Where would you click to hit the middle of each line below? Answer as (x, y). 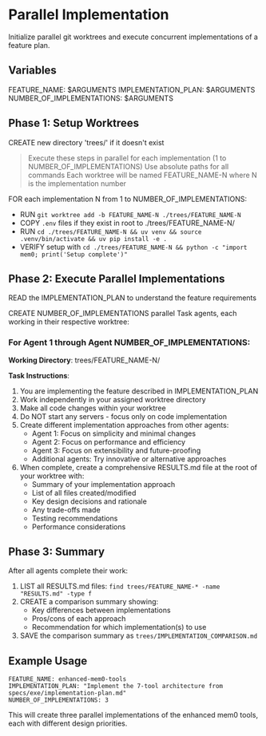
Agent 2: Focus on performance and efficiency (109, 441)
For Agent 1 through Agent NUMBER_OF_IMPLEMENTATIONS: (129, 342)
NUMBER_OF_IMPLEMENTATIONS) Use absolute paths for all (128, 166)
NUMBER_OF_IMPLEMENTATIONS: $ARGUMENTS (91, 98)
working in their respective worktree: (69, 322)
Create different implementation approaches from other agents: (124, 425)
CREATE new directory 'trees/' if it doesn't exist (86, 142)
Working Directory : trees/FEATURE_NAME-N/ (84, 360)
